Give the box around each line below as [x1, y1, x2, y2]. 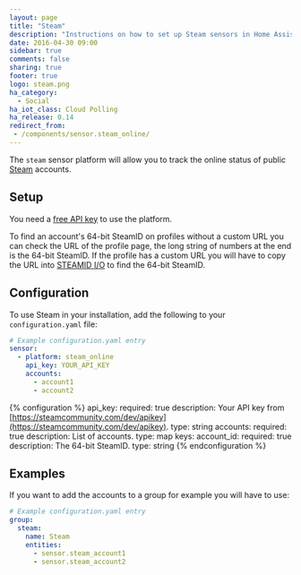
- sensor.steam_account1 [32, 548, 126, 558]
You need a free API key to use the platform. [9, 213, 173, 224]
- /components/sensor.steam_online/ [13, 130, 150, 139]
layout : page [9, 13, 58, 22]
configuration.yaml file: [9, 319, 98, 330]
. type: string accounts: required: [166, 421, 288, 432]
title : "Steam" [9, 21, 66, 30]
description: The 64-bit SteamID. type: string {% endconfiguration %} [9, 440, 267, 451]
